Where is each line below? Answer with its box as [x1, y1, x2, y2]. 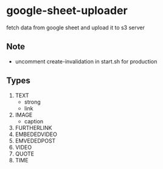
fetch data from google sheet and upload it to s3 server [6, 24, 145, 31]
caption [24, 117, 44, 125]
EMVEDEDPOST [15, 137, 56, 144]
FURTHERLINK [15, 124, 52, 131]
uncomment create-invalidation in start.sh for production [15, 57, 158, 65]
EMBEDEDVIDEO [15, 131, 58, 138]
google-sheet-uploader [6, 4, 128, 18]
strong [24, 98, 41, 106]
